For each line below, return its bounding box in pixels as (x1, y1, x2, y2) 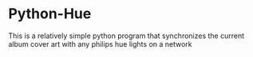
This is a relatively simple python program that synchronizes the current (8, 31, 245, 40)
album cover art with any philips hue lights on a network (8, 39, 193, 48)
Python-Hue (8, 5, 92, 23)
